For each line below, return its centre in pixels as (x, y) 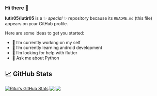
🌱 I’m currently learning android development (57, 48)
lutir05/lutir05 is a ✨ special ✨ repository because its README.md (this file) (79, 18)
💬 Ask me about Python (36, 58)
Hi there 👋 (17, 8)
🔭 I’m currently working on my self (46, 43)
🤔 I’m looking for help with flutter (45, 53)
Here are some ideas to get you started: (45, 33)
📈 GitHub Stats (29, 74)
